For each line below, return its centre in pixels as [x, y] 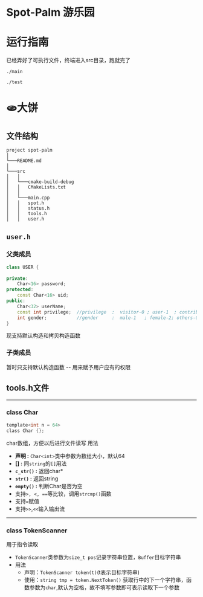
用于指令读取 [22, 544]
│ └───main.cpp [28, 198]
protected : [20, 290]
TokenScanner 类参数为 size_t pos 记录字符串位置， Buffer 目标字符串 [98, 557]
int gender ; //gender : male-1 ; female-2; [95, 318]
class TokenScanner [37, 531]
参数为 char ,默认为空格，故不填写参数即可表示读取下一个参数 [105, 587]
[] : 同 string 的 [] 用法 [41, 463]
